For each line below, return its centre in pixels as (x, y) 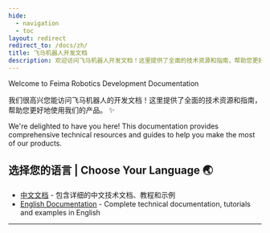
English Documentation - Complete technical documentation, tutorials (135, 204)
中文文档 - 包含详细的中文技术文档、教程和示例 (98, 194)
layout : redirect (37, 38)
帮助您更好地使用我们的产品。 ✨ (61, 110)
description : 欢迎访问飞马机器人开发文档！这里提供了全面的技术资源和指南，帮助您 (131, 61)
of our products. (35, 143)
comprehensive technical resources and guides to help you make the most (132, 134)
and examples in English (60, 212)
